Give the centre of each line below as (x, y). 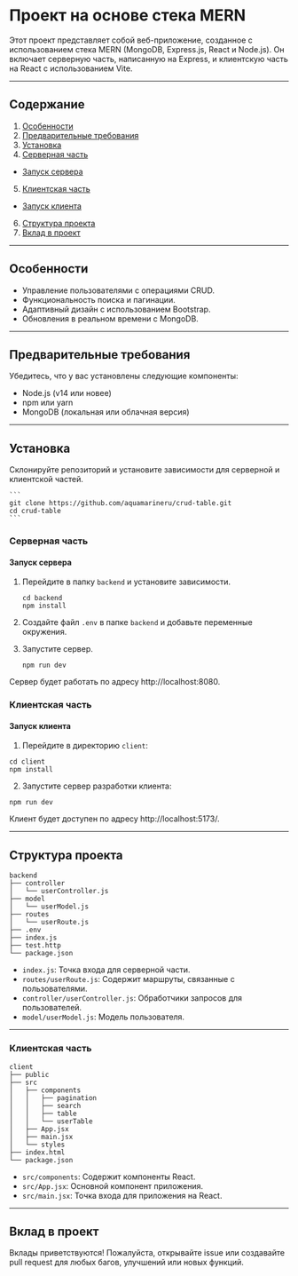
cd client (27, 762)
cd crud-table (35, 511)
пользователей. (52, 1008)
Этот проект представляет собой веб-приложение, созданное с (131, 40)
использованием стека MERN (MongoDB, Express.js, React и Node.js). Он (147, 49)
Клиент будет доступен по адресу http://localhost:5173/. (114, 819)
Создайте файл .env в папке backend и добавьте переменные (137, 622)
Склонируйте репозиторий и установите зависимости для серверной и (145, 470)
